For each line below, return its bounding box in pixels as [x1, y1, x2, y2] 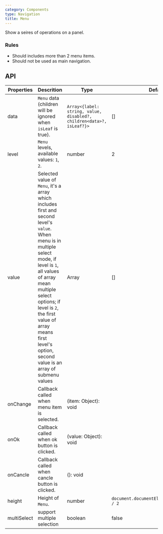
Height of [37, 494, 59, 501]
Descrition [37, 86, 63, 93]
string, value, [67, 109, 102, 115]
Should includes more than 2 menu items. [12, 53, 96, 59]
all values [37, 268, 59, 275]
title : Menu [5, 16, 29, 21]
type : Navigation [5, 12, 40, 17]
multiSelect [7, 515, 33, 522]
